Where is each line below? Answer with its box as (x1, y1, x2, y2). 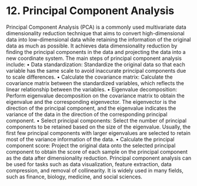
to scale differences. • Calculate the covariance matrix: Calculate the (6, 73, 173, 80)
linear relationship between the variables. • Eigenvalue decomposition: (6, 86, 178, 93)
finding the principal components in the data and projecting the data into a (6, 48, 186, 55)
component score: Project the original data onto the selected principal (6, 142, 176, 149)
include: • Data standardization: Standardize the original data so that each (6, 60, 185, 68)
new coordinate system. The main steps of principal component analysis (6, 55, 182, 62)
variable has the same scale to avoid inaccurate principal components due (6, 67, 186, 74)
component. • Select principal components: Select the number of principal (6, 117, 187, 124)
